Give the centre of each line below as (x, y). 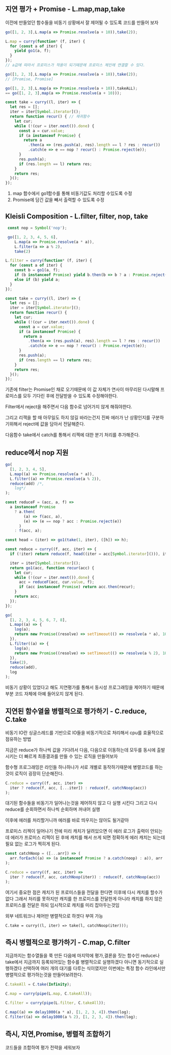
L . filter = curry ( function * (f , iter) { (49, 261)
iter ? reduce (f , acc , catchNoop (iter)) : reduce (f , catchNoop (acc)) (85, 877)
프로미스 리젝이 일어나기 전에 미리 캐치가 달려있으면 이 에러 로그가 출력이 (77, 831)
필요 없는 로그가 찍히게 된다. (33, 844)
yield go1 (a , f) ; (33, 51)
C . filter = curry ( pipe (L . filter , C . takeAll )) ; (55, 1003)
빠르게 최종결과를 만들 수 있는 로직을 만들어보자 (71, 756)
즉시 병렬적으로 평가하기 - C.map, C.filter (68, 942)
